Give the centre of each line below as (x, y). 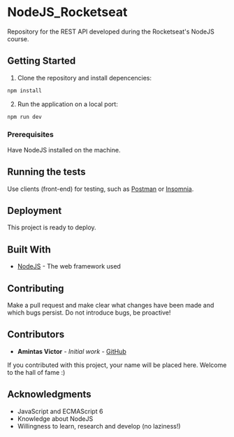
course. (18, 38)
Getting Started (42, 61)
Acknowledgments (50, 395)
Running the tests (46, 172)
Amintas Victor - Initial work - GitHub (72, 351)
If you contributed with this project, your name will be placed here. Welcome (117, 365)
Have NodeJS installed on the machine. (64, 150)
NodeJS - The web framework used (69, 266)
